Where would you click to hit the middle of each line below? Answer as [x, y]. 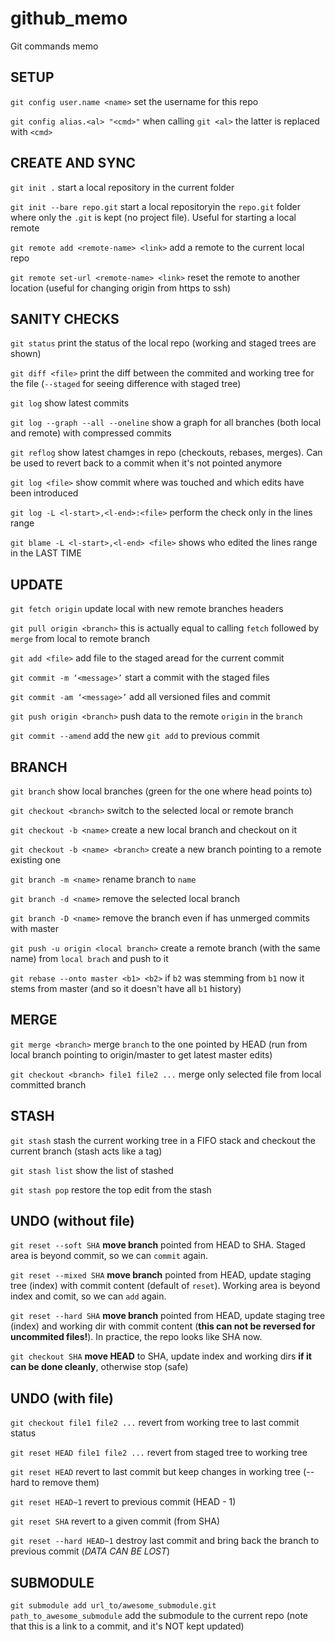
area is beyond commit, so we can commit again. [109, 1256]
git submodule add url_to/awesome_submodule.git [113, 1606]
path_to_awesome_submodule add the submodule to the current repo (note [159, 1616]
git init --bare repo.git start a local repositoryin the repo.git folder [156, 206]
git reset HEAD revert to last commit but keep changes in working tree [156, 1472]
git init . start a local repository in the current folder [122, 187]
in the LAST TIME [46, 553]
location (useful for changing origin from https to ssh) [121, 288]
